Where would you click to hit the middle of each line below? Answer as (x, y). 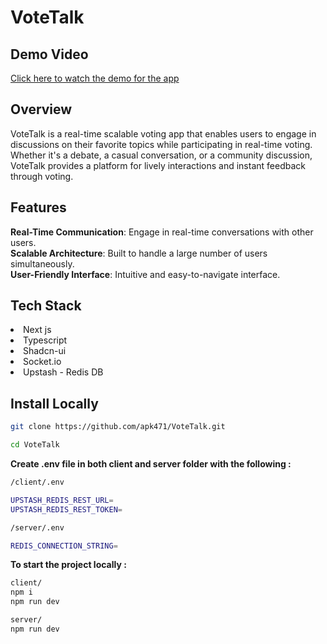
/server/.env (37, 527)
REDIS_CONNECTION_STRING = (64, 546)
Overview (41, 109)
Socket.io (42, 362)
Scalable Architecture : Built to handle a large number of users (139, 253)
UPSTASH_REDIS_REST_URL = (62, 500)
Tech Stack (46, 306)
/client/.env (37, 482)
